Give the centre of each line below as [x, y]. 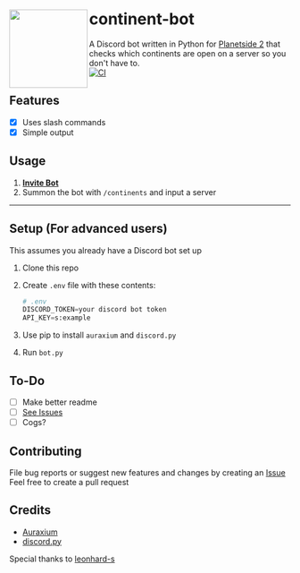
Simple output [48, 132]
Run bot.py [43, 353]
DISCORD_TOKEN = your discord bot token [94, 310]
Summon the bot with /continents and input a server [119, 192]
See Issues [42, 412]
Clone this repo [50, 268]
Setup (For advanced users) [88, 229]
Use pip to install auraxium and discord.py [99, 335]
